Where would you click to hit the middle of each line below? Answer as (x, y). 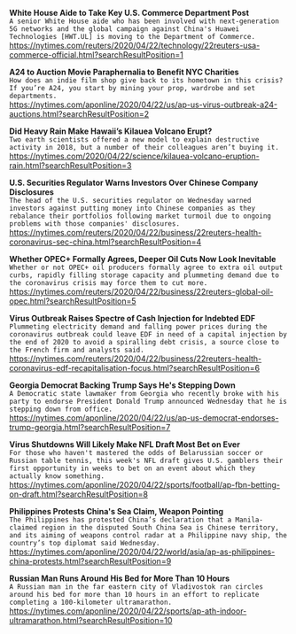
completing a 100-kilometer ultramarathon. (91, 602)
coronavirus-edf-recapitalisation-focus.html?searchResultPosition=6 (134, 368)
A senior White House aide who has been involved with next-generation (144, 21)
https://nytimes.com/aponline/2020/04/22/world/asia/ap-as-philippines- (142, 552)
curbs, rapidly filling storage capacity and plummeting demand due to (144, 275)
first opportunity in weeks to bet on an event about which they (132, 468)
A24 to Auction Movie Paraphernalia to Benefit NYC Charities (124, 72)
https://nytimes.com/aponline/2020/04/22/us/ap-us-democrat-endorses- (144, 418)
